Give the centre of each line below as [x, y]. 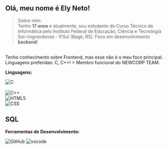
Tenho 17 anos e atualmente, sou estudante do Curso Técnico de [85, 26]
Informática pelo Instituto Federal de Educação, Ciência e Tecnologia [90, 31]
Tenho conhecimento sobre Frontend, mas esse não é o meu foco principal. [84, 57]
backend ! [28, 42]
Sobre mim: [30, 20]
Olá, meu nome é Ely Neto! [48, 8]
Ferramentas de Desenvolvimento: [43, 131]
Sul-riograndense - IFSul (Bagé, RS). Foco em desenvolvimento [84, 36]
